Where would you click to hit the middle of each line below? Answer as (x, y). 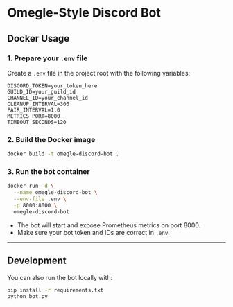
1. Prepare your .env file (48, 58)
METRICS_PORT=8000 (34, 116)
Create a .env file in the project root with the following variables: (99, 73)
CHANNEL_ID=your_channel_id (48, 98)
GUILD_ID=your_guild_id (42, 91)
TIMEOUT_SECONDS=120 (37, 122)
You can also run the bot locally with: (60, 277)
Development (37, 261)
